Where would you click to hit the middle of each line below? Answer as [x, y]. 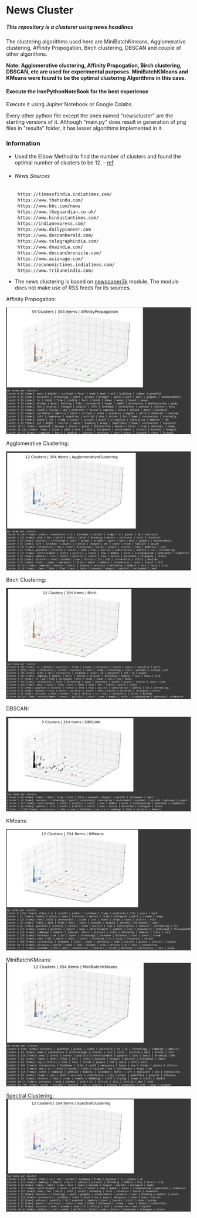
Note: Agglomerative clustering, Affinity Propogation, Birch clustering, [94, 66]
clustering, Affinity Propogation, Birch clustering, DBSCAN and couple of [94, 48]
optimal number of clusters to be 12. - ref [64, 163]
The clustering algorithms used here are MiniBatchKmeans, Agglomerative [96, 42]
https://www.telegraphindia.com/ [58, 241]
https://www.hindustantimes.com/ [58, 218]
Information [23, 143]
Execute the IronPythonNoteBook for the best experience [77, 91]
